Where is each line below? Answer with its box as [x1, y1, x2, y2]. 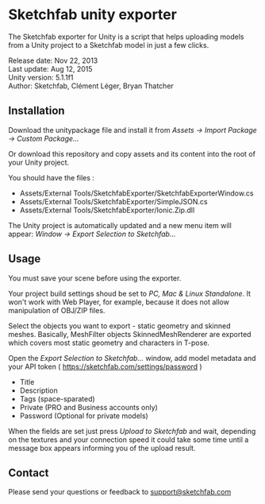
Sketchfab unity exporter [8, 6, 177, 24]
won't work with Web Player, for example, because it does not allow [8, 297, 230, 307]
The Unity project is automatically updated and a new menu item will [8, 220, 232, 230]
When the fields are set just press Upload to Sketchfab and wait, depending [8, 426, 256, 436]
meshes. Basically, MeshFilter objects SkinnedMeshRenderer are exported [8, 329, 252, 339]
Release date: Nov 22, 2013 [8, 56, 98, 65]
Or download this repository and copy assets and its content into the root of [8, 149, 256, 158]
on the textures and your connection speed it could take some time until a [8, 435, 249, 444]
